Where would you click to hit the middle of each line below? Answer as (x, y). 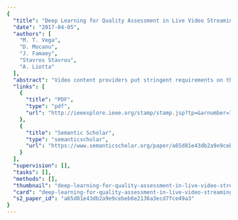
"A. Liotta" (37, 67)
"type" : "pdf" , (48, 106)
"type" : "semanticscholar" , (67, 139)
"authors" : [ (32, 34)
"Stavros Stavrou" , (48, 60)
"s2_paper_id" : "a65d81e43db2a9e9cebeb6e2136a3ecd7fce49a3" (104, 199)
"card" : (25, 192)
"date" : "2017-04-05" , (47, 27)
